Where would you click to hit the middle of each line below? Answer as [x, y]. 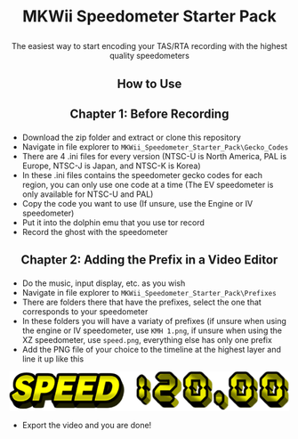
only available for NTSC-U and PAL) [88, 194]
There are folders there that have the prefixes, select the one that [142, 302]
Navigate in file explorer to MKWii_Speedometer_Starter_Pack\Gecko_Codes [155, 146]
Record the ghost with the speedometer [95, 232]
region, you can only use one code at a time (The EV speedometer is [148, 184]
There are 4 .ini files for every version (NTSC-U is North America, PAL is [154, 156]
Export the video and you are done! [87, 425]
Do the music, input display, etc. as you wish [104, 283]
